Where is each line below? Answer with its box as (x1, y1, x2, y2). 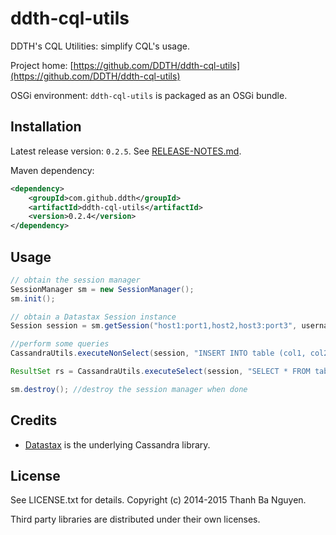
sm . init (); (10, 293, 56, 304)
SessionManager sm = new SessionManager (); (10, 284, 195, 294)
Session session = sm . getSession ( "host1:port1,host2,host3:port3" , (10, 321, 298, 331)
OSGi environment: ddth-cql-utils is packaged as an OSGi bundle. (10, 89, 288, 101)
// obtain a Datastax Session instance (10, 312, 177, 322)
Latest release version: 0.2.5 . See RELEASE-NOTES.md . (10, 145, 242, 157)
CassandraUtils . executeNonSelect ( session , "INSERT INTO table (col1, (10, 348, 307, 359)
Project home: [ (10, 59, 74, 71)
